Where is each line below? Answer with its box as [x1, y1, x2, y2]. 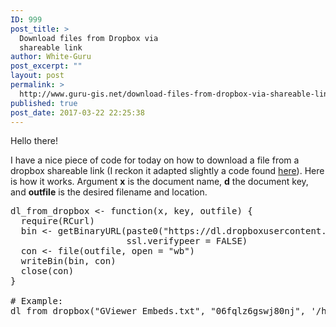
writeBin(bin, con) [20, 256, 117, 267]
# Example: [10, 296, 64, 307]
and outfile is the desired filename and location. [10, 186, 208, 198]
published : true [10, 98, 78, 108]
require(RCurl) [20, 216, 95, 227]
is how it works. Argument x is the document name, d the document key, [10, 176, 309, 188]
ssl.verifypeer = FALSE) [126, 236, 248, 247]
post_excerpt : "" [10, 61, 83, 71]
